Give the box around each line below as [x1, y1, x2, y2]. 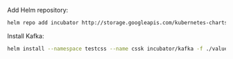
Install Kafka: [7, 31, 44, 40]
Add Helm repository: [7, 6, 69, 14]
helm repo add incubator [7, 19, 79, 26]
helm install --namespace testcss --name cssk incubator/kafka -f [7, 45, 203, 52]
